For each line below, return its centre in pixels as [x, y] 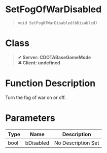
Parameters [30, 118]
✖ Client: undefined [39, 63]
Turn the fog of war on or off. [35, 97]
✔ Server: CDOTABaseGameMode [54, 57]
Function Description [50, 83]
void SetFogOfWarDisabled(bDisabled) [58, 23]
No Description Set [77, 143]
